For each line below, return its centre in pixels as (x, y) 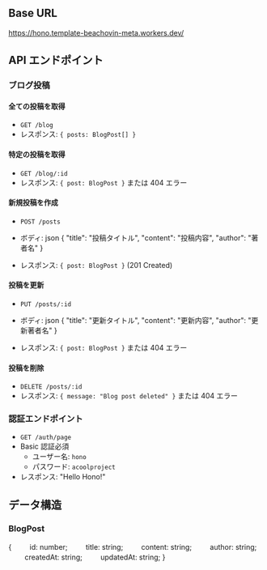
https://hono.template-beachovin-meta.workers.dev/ (96, 32)
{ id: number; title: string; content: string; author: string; (133, 547)
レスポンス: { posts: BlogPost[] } (78, 134)
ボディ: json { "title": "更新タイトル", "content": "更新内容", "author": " (136, 320)
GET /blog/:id (44, 173)
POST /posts (40, 222)
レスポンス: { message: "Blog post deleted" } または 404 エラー (129, 396)
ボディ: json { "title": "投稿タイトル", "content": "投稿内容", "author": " (136, 237)
